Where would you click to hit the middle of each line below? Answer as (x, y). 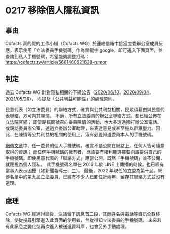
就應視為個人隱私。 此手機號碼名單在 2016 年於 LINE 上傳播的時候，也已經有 (85, 164)
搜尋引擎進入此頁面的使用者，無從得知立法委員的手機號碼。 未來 (90, 220)
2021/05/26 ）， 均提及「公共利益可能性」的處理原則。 (61, 99)
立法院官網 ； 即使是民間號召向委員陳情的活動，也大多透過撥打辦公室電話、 (83, 122)
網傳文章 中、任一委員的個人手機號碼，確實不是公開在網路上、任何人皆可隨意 (85, 145)
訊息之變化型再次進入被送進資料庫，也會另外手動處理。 (72, 226)
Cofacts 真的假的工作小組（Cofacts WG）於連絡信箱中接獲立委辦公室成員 (82, 44)
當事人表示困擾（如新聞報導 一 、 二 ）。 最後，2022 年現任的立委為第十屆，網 (84, 170)
